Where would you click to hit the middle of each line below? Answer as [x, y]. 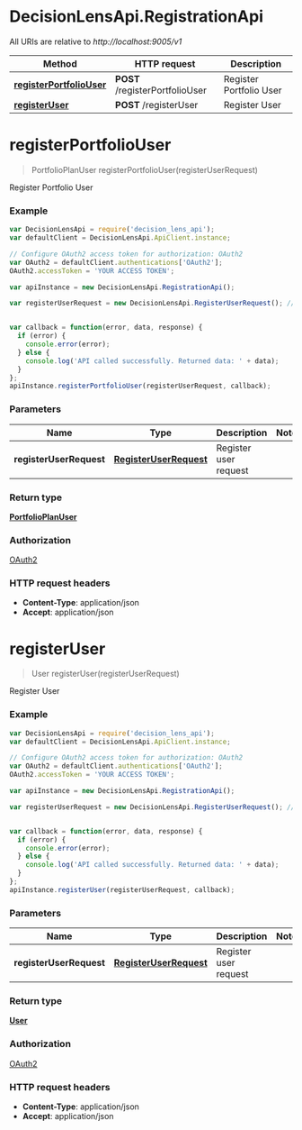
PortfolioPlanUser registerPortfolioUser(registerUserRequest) [145, 169]
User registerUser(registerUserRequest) [105, 674]
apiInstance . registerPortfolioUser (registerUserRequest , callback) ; [140, 386]
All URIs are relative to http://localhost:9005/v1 [96, 41]
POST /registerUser [157, 105]
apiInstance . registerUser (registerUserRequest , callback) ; [122, 889]
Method [61, 63]
